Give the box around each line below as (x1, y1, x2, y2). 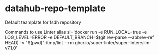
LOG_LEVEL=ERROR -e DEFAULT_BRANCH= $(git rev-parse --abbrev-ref (5, 34, 154, 40)
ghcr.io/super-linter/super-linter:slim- (74, 39, 152, 45)
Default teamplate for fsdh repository (5, 19, 81, 25)
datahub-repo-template (5, 3, 106, 14)
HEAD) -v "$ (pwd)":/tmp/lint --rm (5, 39, 74, 45)
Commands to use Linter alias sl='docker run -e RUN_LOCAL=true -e (5, 29, 147, 35)
